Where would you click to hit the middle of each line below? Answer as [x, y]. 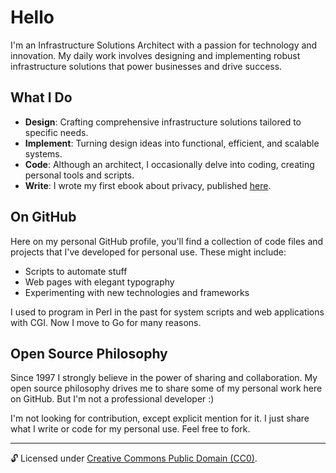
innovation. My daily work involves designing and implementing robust [155, 55]
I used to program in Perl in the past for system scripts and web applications [167, 312]
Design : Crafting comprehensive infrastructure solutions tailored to [163, 122]
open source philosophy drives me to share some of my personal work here [166, 388]
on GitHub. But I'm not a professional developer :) [112, 399]
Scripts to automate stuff [76, 271]
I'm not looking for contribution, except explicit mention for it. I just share [160, 418]
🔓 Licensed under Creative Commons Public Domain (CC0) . [134, 458]
